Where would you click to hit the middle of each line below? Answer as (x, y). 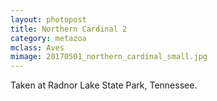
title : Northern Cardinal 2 (69, 29)
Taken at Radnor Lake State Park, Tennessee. (104, 85)
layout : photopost (48, 19)
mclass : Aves (37, 47)
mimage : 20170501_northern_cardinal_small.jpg (109, 57)
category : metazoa (48, 38)
